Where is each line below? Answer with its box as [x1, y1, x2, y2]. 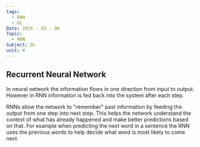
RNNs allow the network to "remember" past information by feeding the [6, 103, 182, 110]
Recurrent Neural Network [6, 70, 106, 80]
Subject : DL [6, 42, 36, 48]
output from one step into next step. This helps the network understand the [6, 110, 192, 117]
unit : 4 [6, 48, 26, 54]
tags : [6, 8, 20, 15]
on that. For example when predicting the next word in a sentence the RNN [6, 122, 190, 129]
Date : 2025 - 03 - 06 [6, 25, 60, 32]
